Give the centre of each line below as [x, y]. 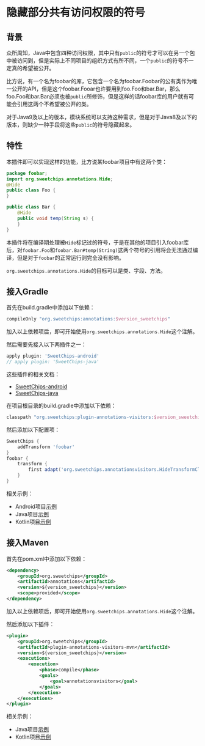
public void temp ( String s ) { [56, 218]
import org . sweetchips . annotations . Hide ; [60, 179]
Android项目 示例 [36, 506]
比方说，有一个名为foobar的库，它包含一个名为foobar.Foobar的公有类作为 [99, 81]
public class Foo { [31, 190]
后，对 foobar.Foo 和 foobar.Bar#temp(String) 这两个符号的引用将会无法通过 [100, 250]
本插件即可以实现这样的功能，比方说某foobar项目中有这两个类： [87, 161]
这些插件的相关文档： [33, 374]
